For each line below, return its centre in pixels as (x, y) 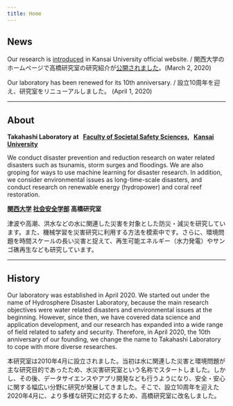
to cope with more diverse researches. (62, 347)
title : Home (24, 14)
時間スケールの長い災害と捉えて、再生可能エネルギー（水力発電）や (116, 241)
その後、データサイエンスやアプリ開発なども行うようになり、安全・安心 (122, 378)
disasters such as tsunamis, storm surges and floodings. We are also (105, 165)
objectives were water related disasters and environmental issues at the (110, 310)
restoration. (24, 194)
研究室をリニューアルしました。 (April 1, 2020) (86, 92)
